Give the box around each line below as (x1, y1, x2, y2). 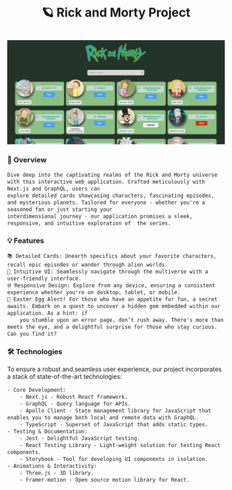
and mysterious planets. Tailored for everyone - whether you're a (7, 199, 206, 207)
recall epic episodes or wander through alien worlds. (7, 261, 168, 268)
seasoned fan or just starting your (7, 206, 113, 214)
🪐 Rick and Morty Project (41, 5, 191, 21)
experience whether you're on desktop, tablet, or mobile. (7, 289, 181, 296)
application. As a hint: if (7, 310, 88, 317)
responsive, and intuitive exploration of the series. (7, 220, 171, 227)
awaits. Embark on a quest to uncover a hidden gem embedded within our (7, 303, 221, 310)
